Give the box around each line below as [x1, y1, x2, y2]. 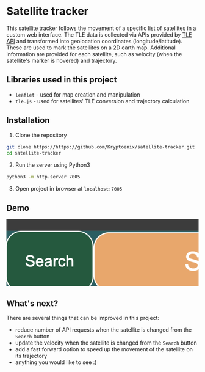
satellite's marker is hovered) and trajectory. [6, 57, 117, 64]
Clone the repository [15, 131, 67, 139]
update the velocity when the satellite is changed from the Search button [15, 339, 197, 346]
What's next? [6, 298, 59, 308]
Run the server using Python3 [15, 161, 90, 169]
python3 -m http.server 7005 [6, 174, 81, 180]
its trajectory [15, 352, 48, 360]
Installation [6, 115, 50, 126]
